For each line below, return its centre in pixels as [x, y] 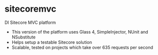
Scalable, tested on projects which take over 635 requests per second [82, 47]
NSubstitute [24, 37]
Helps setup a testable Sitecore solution [52, 42]
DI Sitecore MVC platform [30, 22]
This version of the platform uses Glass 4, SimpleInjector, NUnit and [80, 32]
